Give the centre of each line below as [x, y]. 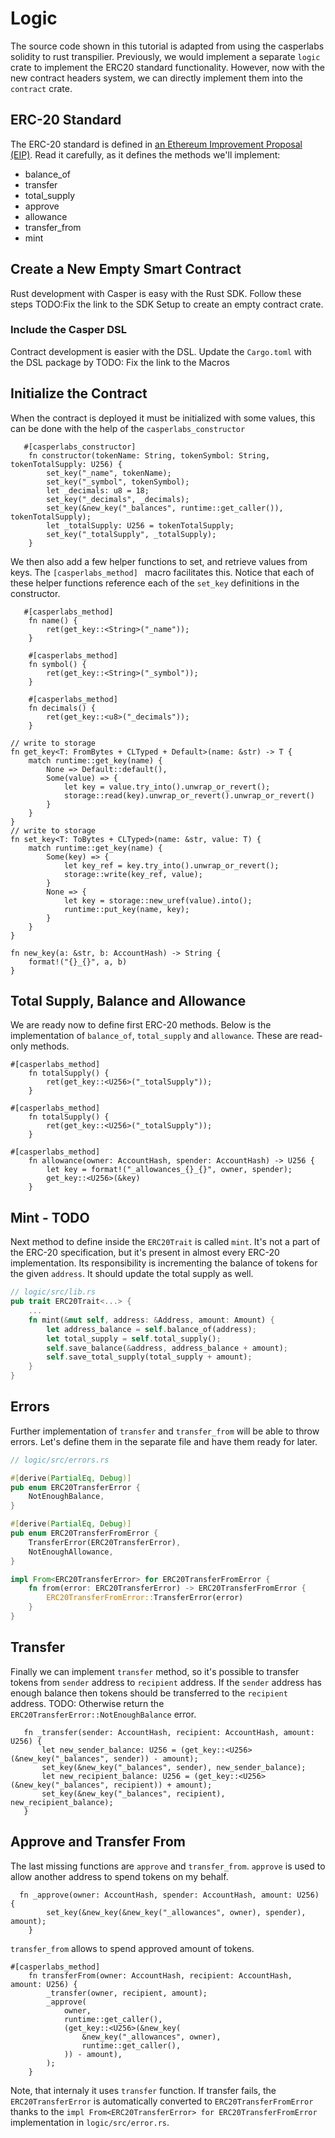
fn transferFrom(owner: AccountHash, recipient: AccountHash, [160, 1975]
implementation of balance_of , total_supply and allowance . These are [154, 1036]
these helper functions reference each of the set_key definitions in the [155, 583]
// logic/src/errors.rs [60, 1460]
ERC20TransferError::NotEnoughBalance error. [103, 1714]
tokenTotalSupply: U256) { [66, 464]
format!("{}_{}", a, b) [78, 962]
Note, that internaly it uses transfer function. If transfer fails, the [143, 2090]
